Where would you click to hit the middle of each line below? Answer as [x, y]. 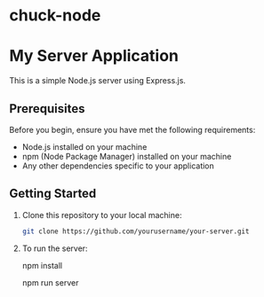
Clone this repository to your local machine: [102, 215]
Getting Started [53, 194]
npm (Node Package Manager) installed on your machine [127, 156]
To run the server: [55, 248]
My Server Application [94, 56]
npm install [42, 265]
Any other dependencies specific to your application [118, 166]
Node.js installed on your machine [84, 146]
